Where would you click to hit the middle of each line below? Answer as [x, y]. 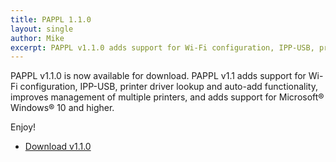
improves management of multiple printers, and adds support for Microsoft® [167, 97]
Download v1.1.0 [58, 147]
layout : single [42, 29]
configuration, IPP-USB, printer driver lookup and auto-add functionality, [169, 87]
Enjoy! [23, 127]
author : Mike [37, 38]
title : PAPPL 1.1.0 [51, 19]
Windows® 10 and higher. [62, 108]
